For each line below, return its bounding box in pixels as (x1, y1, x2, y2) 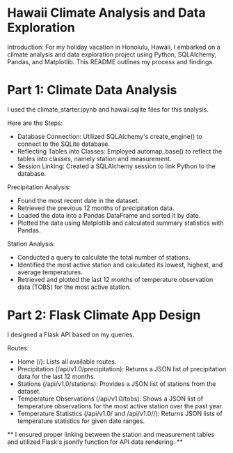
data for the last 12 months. (17, 372, 96, 380)
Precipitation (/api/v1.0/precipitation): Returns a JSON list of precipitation (17, 364, 227, 373)
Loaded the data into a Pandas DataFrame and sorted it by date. (17, 211, 201, 219)
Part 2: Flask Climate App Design (7, 307, 201, 323)
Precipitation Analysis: (7, 183, 71, 191)
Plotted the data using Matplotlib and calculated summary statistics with (17, 218, 224, 227)
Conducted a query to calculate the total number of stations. (17, 253, 191, 261)
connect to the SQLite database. (17, 140, 110, 148)
